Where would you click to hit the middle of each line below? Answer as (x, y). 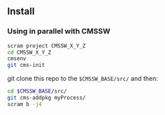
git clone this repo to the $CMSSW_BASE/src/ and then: (83, 79)
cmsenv (17, 59)
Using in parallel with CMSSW (59, 31)
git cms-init (26, 66)
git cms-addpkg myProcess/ (46, 98)
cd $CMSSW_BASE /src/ (37, 91)
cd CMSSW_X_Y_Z (29, 52)
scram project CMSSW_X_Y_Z (46, 46)
